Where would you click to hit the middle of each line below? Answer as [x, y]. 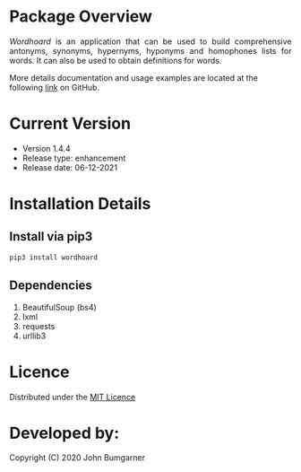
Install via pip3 [51, 236]
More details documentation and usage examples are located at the [133, 77]
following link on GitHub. [55, 87]
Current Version [70, 124]
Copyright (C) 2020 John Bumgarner [77, 458]
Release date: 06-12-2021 [70, 167]
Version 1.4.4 [46, 148]
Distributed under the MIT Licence [73, 397]
